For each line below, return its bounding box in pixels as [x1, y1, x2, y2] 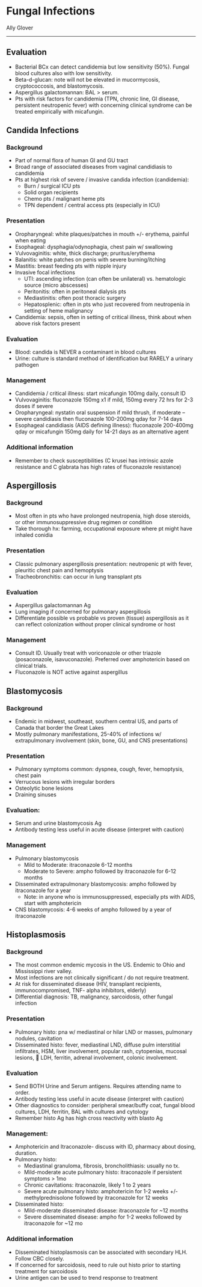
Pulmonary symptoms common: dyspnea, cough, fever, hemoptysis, [14, 765, 185, 773]
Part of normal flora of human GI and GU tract [14, 157, 129, 164]
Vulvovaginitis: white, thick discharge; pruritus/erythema [14, 249, 155, 257]
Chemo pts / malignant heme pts [23, 195, 105, 203]
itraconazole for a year [14, 887, 72, 894]
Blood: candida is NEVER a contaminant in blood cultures [14, 349, 156, 356]
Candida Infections [6, 125, 79, 136]
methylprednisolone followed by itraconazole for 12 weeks [23, 1194, 168, 1202]
